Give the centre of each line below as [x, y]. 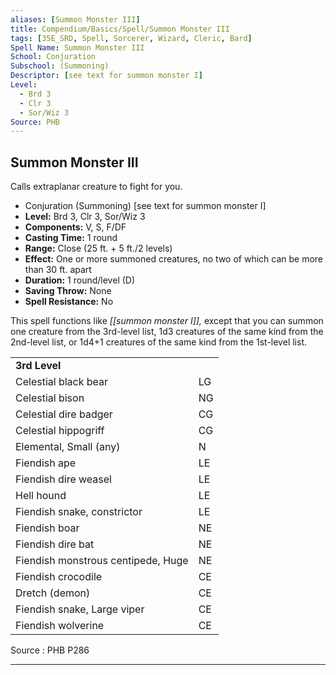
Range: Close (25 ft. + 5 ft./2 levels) [98, 248]
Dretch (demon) [53, 593]
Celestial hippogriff [60, 431]
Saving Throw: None [68, 291]
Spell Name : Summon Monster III [77, 47]
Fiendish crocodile [59, 577]
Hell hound [41, 496]
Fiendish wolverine [60, 626]
